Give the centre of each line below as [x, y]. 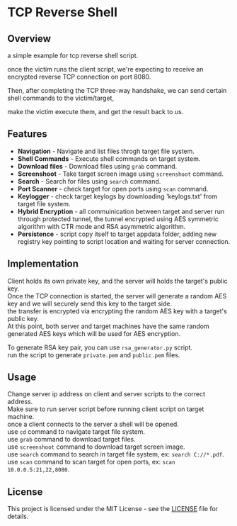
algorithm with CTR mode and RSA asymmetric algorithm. [102, 226]
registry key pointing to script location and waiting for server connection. [124, 241]
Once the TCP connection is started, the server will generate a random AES [117, 296]
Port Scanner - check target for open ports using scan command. [113, 189]
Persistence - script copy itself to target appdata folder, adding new [117, 234]
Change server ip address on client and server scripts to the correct [106, 394]
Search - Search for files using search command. [89, 181]
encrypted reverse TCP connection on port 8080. [79, 77]
